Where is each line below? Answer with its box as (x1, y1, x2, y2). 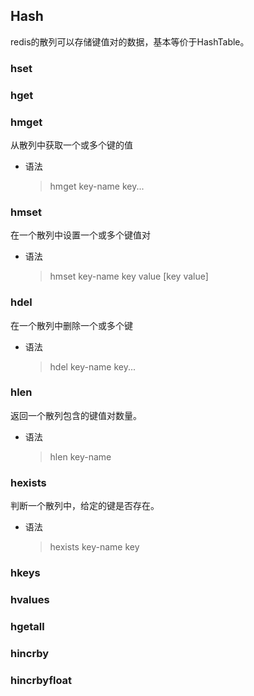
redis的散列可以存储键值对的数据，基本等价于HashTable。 (10, 35, 250, 48)
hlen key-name (49, 450, 112, 463)
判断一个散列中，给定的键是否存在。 (10, 500, 160, 512)
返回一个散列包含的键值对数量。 (10, 409, 142, 421)
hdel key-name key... (49, 360, 137, 373)
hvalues (10, 592, 50, 606)
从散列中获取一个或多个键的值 (10, 139, 133, 151)
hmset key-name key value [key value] (49, 270, 209, 283)
